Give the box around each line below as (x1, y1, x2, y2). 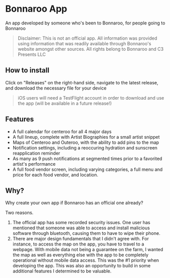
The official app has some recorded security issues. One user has (12, 220, 151, 226)
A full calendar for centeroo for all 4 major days (12, 128, 112, 135)
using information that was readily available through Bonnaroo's (17, 40, 151, 46)
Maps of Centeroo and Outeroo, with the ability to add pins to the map (12, 139, 159, 145)
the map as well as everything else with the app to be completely (12, 252, 149, 258)
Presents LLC (17, 51, 46, 57)
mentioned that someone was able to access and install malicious (12, 225, 150, 231)
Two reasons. (5, 209, 34, 216)
